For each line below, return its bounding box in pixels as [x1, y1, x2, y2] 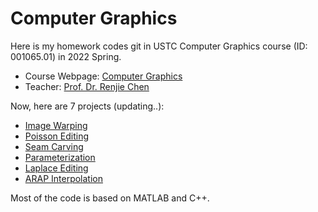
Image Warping [24, 119, 88, 131]
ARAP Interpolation [24, 172, 103, 184]
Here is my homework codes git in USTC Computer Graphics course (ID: [10, 40, 308, 52]
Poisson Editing [24, 130, 90, 142]
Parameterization [24, 151, 96, 163]
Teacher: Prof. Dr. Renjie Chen [24, 80, 150, 92]
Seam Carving [24, 140, 84, 152]
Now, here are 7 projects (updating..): [10, 100, 165, 112]
